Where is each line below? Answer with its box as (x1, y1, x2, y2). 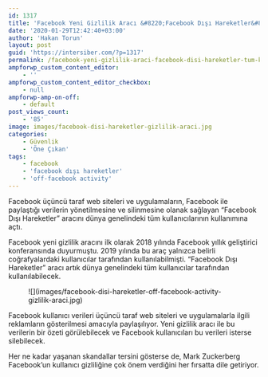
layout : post (8, 41, 52, 49)
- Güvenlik (22, 137, 59, 146)
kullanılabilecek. (8, 271, 61, 281)
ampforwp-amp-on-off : (8, 93, 81, 101)
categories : (8, 130, 48, 138)
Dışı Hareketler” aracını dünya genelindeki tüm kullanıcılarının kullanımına (8, 213, 249, 223)
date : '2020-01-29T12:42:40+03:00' (8, 26, 127, 34)
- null (22, 85, 45, 94)
